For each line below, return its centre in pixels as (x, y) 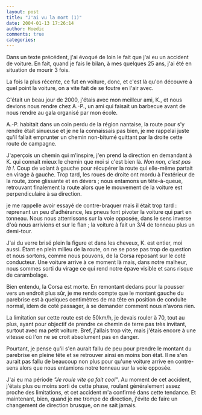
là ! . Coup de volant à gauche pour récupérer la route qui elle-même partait (99, 168)
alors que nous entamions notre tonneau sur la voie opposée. (96, 368)
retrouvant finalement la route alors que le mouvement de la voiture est (94, 187)
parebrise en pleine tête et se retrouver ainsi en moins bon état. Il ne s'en (97, 355)
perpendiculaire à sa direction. (44, 194)
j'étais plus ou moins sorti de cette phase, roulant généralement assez (93, 386)
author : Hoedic (25, 29)
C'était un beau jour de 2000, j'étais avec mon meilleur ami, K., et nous (94, 100)
